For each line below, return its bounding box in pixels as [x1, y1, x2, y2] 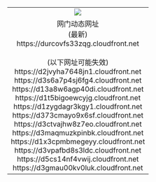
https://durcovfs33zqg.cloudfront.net [16, 38, 140, 48]
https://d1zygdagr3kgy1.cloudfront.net [13, 101, 143, 111]
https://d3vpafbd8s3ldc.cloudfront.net [14, 145, 142, 155]
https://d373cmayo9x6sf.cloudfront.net [12, 110, 143, 120]
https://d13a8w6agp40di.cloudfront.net [11, 84, 144, 94]
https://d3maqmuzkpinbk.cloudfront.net [12, 127, 144, 137]
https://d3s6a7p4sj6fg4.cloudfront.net [13, 75, 142, 85]
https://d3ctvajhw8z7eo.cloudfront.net [13, 119, 142, 129]
